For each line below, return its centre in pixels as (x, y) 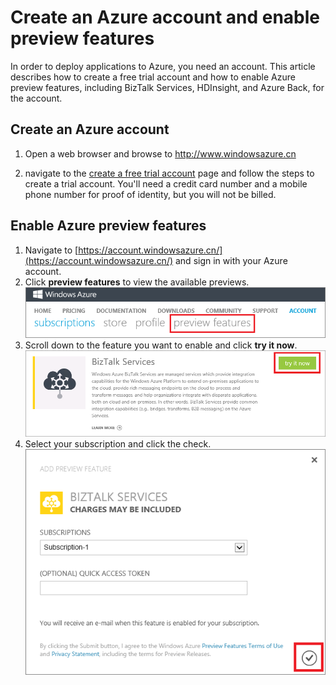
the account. (36, 98)
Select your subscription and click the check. (118, 444)
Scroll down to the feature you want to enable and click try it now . (161, 345)
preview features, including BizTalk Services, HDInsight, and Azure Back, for (167, 87)
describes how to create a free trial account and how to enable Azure (153, 77)
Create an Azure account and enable (165, 17)
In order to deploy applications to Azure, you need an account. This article (163, 66)
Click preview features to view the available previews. (137, 282)
